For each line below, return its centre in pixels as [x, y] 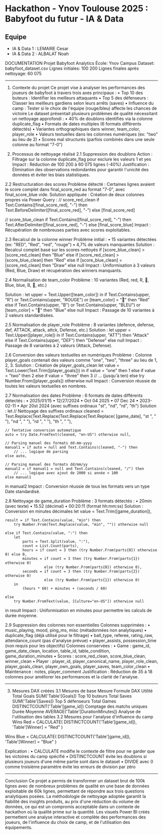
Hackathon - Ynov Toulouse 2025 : [77, 9]
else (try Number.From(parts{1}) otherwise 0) [92, 580]
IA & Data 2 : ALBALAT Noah [40, 54]
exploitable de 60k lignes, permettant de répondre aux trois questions [75, 791]
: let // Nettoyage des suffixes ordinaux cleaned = [55, 411]
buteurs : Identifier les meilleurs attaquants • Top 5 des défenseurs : [80, 98]
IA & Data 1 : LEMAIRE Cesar [40, 49]
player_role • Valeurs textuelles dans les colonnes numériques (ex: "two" [85, 134]
